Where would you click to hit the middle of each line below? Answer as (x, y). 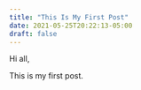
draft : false (33, 34)
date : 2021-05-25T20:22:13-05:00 (71, 26)
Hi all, (20, 59)
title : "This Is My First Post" (69, 17)
